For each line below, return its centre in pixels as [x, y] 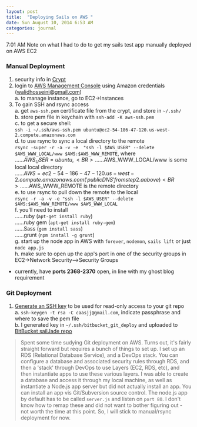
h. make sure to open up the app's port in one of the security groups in [100, 254]
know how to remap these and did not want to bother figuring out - [101, 405]
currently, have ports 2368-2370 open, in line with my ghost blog [94, 271]
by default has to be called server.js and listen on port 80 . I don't [101, 399]
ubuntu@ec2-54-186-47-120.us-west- [127, 130]
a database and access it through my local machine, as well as [96, 380]
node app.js [29, 248]
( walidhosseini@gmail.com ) [48, 91]
